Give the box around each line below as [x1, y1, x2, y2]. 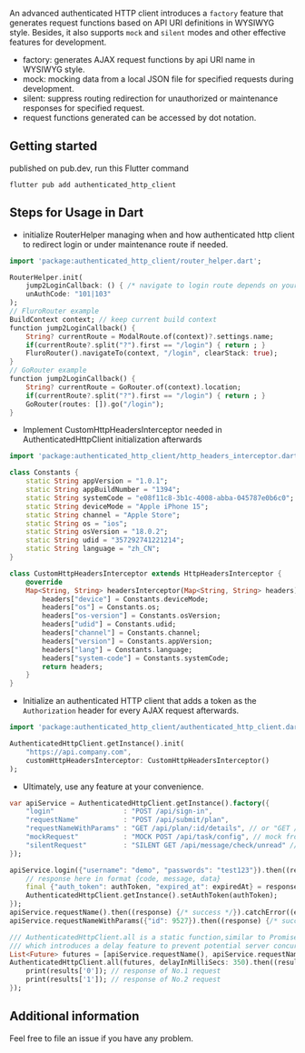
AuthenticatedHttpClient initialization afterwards [22, 434, 202, 445]
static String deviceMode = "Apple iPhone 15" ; [25, 502, 209, 511]
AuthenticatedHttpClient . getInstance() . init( [9, 739, 184, 748]
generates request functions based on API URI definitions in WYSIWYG [9, 17, 275, 28]
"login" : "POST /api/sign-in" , [25, 807, 213, 817]
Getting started [9, 138, 98, 154]
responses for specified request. [22, 103, 145, 113]
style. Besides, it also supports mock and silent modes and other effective [9, 27, 286, 37]
